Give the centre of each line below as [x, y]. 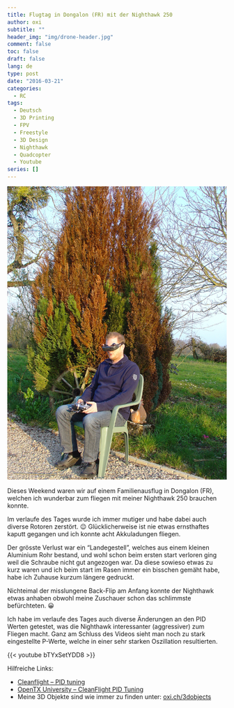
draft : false [26, 59]
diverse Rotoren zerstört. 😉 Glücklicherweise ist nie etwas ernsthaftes [108, 526]
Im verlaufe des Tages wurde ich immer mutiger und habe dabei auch [107, 519]
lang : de [20, 66]
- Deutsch [28, 111]
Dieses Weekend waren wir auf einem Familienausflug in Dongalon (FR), [111, 491]
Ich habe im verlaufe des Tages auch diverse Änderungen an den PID [107, 619]
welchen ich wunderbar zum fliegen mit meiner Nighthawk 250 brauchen [112, 498]
